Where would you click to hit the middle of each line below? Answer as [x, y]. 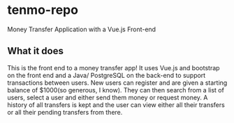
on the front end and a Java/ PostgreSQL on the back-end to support [107, 75]
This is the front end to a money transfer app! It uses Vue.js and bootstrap [114, 67]
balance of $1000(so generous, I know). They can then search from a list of [116, 90]
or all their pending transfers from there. [65, 112]
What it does [36, 51]
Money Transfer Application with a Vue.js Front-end [81, 29]
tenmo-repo [43, 10]
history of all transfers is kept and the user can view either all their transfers [116, 105]
